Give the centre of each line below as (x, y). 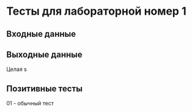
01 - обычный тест (30, 103)
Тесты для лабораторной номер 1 (96, 11)
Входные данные (41, 34)
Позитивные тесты (44, 88)
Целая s (17, 69)
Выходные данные (44, 54)
